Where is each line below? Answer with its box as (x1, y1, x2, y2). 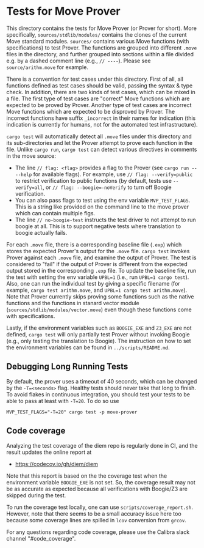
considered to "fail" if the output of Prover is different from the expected (6, 260, 188, 267)
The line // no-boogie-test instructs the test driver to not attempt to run (15, 216, 196, 223)
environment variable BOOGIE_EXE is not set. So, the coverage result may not (6, 478, 196, 486)
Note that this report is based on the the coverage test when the (6, 472, 167, 480)
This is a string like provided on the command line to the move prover (15, 203, 189, 210)
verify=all (15, 185, 43, 191)
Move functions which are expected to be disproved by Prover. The (6, 108, 175, 115)
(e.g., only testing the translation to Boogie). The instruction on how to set (6, 337, 191, 344)
